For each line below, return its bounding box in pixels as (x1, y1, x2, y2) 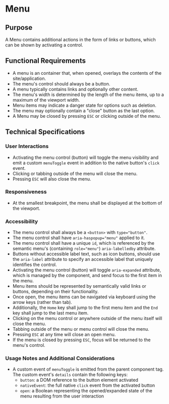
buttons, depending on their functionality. (12, 289, 99, 295)
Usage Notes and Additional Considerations (5, 355, 115, 362)
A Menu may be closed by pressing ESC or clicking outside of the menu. (12, 113, 161, 119)
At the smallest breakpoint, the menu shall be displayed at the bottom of (12, 200, 162, 206)
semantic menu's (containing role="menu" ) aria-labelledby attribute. (12, 246, 156, 252)
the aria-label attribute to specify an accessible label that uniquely (12, 256, 153, 262)
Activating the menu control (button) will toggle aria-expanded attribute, (12, 267, 161, 273)
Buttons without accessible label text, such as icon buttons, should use (12, 251, 160, 257)
